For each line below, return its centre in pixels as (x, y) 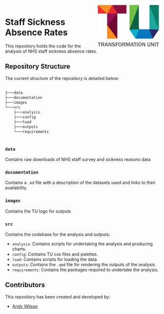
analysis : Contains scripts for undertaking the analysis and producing (82, 244)
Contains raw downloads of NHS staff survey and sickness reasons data (78, 159)
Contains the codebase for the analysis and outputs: (58, 234)
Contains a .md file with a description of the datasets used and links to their (81, 183)
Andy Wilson (25, 306)
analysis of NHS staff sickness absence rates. (51, 51)
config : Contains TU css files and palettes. (55, 254)
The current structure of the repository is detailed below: (62, 78)
